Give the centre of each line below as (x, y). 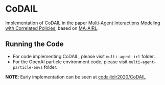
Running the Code (34, 44)
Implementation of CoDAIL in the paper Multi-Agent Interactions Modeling (83, 23)
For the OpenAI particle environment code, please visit (70, 62)
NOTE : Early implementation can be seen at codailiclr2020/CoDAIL (76, 77)
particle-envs (28, 67)
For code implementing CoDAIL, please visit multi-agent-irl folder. (84, 56)
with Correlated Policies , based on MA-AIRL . (52, 28)
